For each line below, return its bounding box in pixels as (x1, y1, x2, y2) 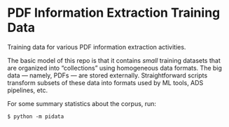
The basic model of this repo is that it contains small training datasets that (7, 56, 221, 64)
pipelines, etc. (7, 86, 48, 94)
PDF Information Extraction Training (7, 5, 221, 21)
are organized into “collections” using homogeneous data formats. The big (7, 63, 223, 72)
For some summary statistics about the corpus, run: (7, 99, 156, 107)
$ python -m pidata (7, 113, 64, 120)
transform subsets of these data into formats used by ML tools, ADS (7, 78, 204, 87)
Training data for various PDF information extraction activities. (7, 43, 186, 51)
